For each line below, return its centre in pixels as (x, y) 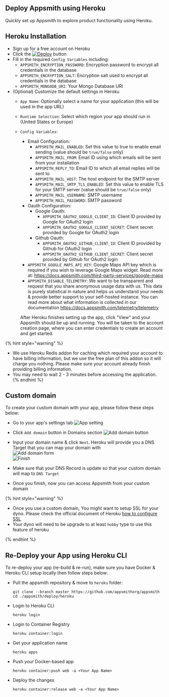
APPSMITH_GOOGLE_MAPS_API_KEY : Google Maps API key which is (92, 264)
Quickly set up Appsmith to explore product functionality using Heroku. (79, 20)
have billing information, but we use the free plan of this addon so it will (87, 358)
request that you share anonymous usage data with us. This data (95, 286)
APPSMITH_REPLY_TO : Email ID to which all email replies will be (97, 168)
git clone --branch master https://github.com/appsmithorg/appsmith (86, 592)
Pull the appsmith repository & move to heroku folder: (67, 583)
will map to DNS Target (36, 473)
